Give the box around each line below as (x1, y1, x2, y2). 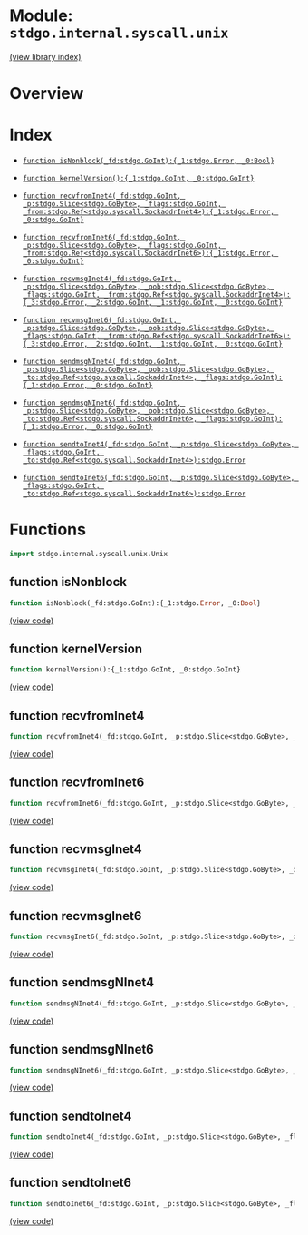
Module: (9, 5, 73, 26)
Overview (9, 83, 84, 104)
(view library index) (9, 51, 82, 62)
